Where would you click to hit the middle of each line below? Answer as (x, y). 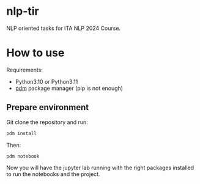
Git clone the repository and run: (47, 122)
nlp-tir (23, 11)
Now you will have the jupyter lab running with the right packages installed (100, 168)
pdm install (21, 133)
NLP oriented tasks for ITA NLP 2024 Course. (64, 28)
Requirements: (24, 70)
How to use (35, 53)
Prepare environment (48, 107)
